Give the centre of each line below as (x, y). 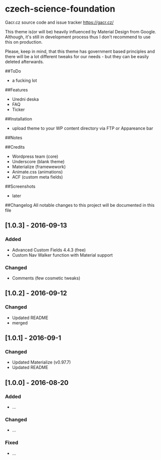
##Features (16, 90)
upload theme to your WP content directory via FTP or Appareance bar (82, 128)
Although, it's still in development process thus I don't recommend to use (78, 37)
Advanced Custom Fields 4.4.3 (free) (49, 250)
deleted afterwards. (25, 61)
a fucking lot (24, 80)
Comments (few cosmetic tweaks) (46, 278)
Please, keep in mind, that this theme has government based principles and (80, 51)
